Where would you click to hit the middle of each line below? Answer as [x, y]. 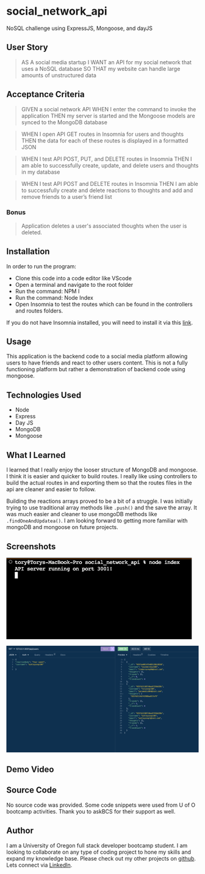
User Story [27, 47]
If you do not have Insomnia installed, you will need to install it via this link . [100, 322]
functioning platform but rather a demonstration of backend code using [96, 369]
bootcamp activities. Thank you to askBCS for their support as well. [91, 811]
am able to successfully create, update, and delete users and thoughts [110, 165]
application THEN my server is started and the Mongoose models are [108, 116]
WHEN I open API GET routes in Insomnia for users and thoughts [103, 134]
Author [20, 831]
